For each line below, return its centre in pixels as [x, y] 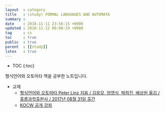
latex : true [21, 51]
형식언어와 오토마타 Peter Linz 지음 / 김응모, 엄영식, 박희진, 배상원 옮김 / [90, 93]
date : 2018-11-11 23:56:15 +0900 [44, 24]
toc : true [21, 38]
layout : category [25, 10]
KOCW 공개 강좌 [36, 105]
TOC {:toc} [23, 66]
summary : [15, 19]
